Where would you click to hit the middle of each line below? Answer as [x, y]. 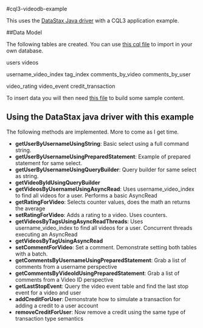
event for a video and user [48, 293]
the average [30, 208]
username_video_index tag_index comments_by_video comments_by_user [98, 74]
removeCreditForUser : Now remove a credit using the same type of [100, 312]
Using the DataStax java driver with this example [100, 117]
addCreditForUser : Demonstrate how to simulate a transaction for [98, 299]
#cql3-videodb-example [37, 9]
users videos [22, 62]
